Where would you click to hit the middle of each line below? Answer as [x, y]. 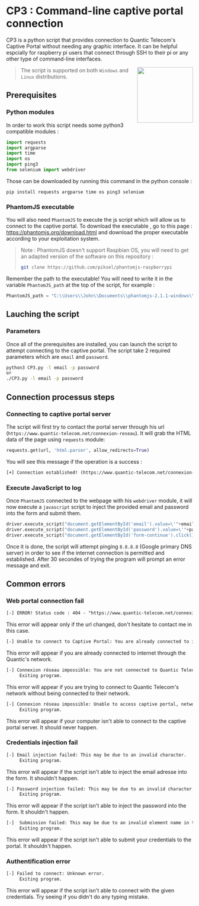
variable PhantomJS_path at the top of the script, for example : [81, 285]
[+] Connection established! [42, 473]
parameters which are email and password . [58, 356]
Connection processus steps [60, 397]
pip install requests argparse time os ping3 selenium [75, 192]
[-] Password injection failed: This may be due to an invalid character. [100, 789]
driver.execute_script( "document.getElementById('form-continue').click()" [102, 535]
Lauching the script [43, 315]
